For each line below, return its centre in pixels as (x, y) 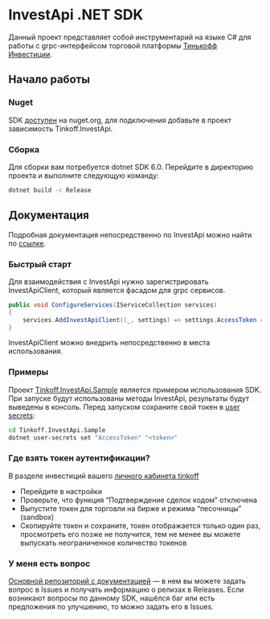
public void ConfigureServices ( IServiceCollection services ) (113, 305)
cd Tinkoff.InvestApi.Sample (57, 430)
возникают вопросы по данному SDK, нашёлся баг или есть (112, 598)
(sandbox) (37, 517)
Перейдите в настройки (61, 491)
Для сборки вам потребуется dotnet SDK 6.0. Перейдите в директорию (131, 167)
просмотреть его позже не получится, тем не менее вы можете (130, 534)
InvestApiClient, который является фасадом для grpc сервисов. (117, 290)
